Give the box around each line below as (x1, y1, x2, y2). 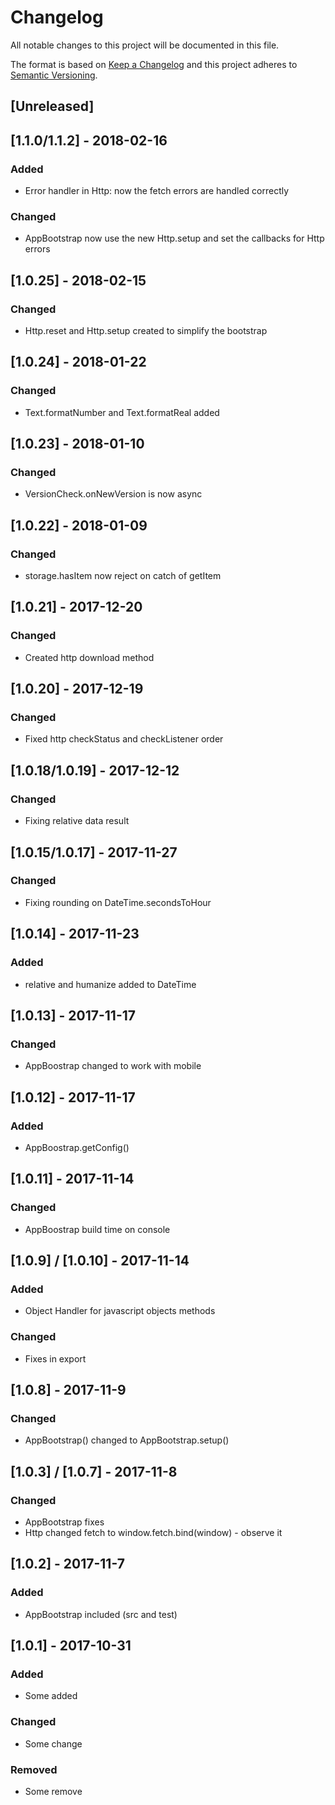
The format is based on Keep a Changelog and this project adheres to (10, 58, 298, 70)
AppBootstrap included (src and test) (24, 1608, 178, 1620)
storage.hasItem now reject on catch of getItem (24, 570, 222, 582)
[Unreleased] (10, 98, 95, 115)
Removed (10, 1762, 58, 1776)
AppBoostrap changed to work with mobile (24, 1060, 202, 1072)
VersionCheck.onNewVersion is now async (24, 488, 203, 500)
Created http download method (24, 651, 155, 663)
